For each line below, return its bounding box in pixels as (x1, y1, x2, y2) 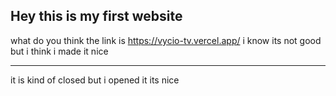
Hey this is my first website (10, 8, 183, 25)
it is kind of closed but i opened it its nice (10, 74, 180, 86)
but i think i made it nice (10, 45, 109, 57)
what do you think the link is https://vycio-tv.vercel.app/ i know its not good (10, 34, 322, 46)
